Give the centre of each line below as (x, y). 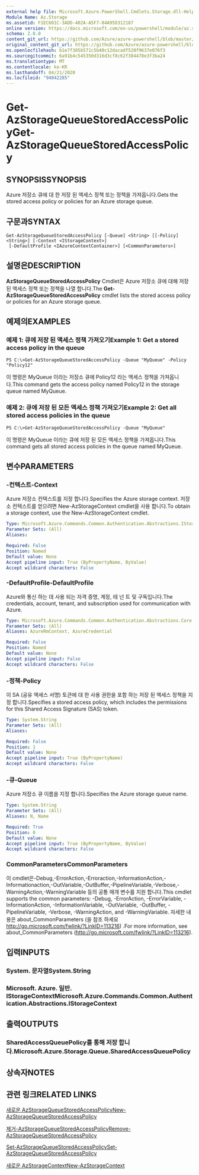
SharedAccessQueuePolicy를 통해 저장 (62, 1043)
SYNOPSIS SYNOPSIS (46, 180)
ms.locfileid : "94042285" (38, 78)
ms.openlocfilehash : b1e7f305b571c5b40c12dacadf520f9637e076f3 (86, 50)
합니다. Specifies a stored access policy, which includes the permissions (99, 702)
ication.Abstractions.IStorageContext (62, 1003)
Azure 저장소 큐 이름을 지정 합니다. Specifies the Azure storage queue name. (97, 794)
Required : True (25, 827)
